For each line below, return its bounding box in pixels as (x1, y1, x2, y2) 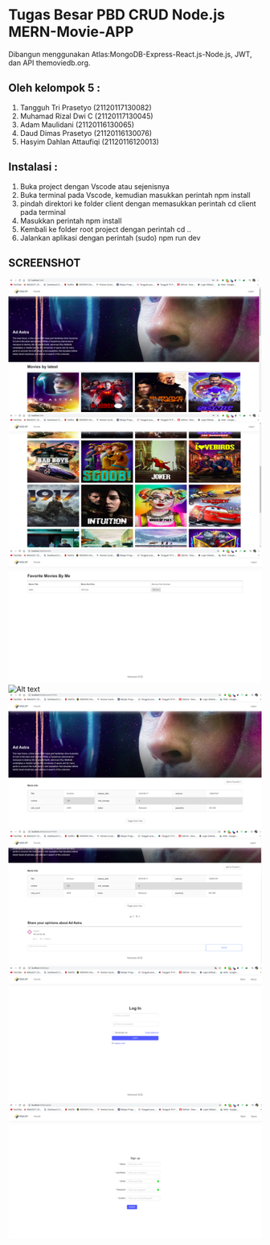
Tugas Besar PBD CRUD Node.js (8, 6, 225, 24)
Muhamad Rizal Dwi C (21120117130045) (19, 111, 154, 121)
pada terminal (19, 207, 67, 216)
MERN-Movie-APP (8, 23, 134, 41)
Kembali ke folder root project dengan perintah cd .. (19, 224, 191, 234)
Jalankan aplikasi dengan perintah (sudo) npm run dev (19, 233, 201, 242)
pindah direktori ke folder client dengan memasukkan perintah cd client (19, 199, 256, 208)
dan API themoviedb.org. (8, 58, 91, 68)
